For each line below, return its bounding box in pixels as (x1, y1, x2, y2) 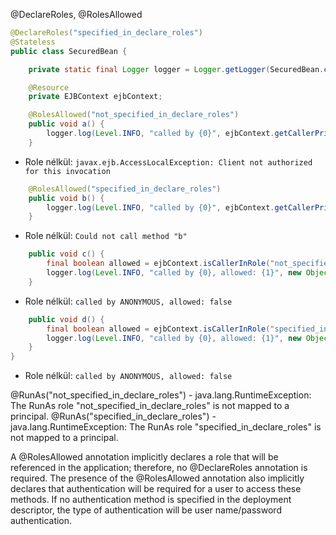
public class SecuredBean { (10, 46, 128, 56)
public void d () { (28, 314, 105, 324)
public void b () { (28, 193, 105, 203)
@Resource (28, 82, 70, 93)
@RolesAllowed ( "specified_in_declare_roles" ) (28, 184, 222, 194)
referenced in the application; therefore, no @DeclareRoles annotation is (10, 462, 308, 474)
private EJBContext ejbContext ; (28, 92, 163, 102)
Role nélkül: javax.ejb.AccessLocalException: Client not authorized (24, 155, 313, 168)
